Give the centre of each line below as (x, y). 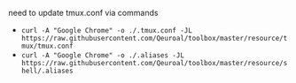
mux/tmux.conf (47, 46)
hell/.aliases (47, 71)
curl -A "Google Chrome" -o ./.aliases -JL (103, 56)
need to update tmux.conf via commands (83, 13)
